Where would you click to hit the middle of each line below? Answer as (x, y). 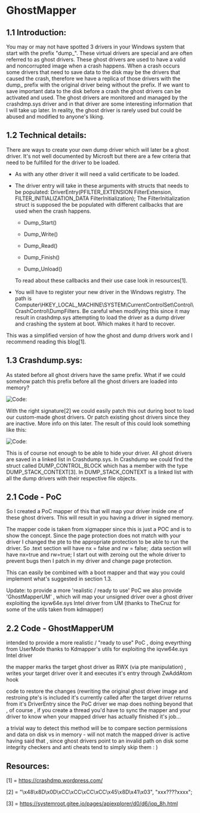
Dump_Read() (41, 246)
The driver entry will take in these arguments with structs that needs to (102, 185)
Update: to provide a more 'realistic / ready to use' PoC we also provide (94, 590)
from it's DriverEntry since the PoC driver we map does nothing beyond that (99, 704)
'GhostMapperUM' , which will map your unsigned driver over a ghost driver (100, 597)
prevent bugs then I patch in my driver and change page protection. (90, 561)
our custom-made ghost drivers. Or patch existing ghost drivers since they (98, 417)
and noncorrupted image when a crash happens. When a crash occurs (93, 66)
